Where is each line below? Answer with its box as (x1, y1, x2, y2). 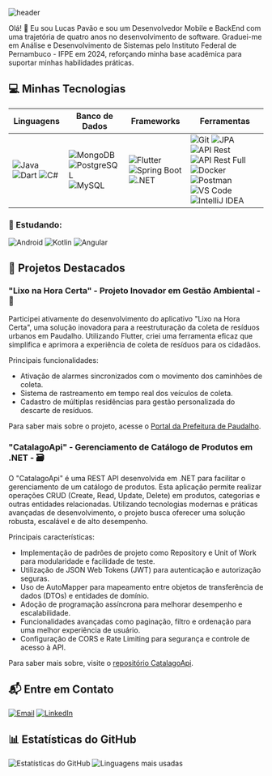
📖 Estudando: (8, 219, 62, 230)
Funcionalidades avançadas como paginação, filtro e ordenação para (19, 616, 252, 627)
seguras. (19, 573, 50, 583)
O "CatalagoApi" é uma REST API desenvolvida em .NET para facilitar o (8, 474, 246, 484)
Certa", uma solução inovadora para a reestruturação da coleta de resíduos (8, 322, 261, 332)
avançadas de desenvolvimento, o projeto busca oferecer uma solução (8, 508, 245, 518)
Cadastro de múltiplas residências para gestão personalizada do (19, 397, 236, 407)
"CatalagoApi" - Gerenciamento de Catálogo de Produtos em (8, 441, 253, 453)
